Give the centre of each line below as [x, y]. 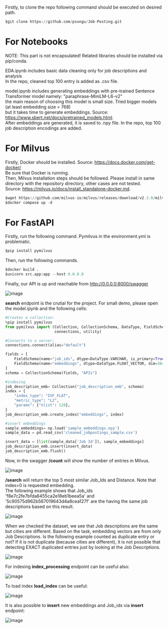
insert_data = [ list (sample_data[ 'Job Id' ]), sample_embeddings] [74, 442]
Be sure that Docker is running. [37, 172]
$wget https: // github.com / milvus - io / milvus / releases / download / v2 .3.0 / [80, 198]
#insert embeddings [25, 423]
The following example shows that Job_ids [49, 490]
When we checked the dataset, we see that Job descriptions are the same [82, 526]
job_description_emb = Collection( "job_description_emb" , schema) [74, 386]
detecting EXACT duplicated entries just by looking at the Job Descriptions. [83, 547]
